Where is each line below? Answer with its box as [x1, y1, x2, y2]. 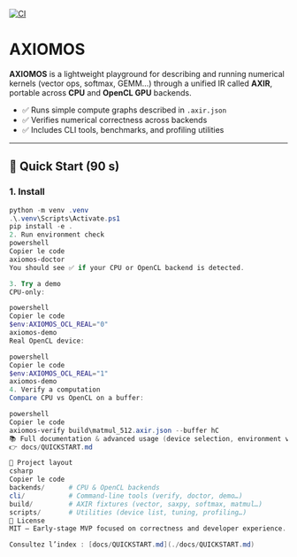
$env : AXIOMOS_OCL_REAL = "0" [9, 320, 109, 329]
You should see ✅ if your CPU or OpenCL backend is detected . [9, 263, 245, 272]
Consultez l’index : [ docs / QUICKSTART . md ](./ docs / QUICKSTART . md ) [9, 540, 255, 549]
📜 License [9, 516, 46, 525]
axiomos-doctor [9, 255, 65, 264]
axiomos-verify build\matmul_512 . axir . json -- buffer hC [9, 426, 219, 435]
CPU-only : [9, 288, 46, 297]
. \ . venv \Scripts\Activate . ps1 [9, 213, 121, 223]
